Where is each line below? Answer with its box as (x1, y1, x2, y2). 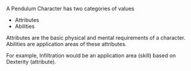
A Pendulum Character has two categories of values (6, 5, 134, 12)
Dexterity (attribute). (6, 59, 57, 65)
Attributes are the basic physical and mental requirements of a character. (6, 34, 186, 41)
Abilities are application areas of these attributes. (6, 41, 127, 47)
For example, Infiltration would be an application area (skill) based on (6, 52, 176, 59)
